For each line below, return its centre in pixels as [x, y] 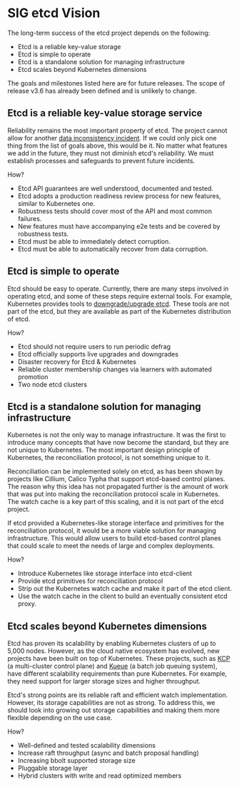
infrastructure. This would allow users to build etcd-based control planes [114, 538]
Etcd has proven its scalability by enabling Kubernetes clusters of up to [112, 644]
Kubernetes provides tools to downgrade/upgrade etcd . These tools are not [118, 304]
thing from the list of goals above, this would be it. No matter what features [117, 145]
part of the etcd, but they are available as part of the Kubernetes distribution [119, 311]
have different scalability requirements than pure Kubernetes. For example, [117, 674]
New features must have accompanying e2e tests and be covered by [119, 226]
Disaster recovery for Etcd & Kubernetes [77, 361]
